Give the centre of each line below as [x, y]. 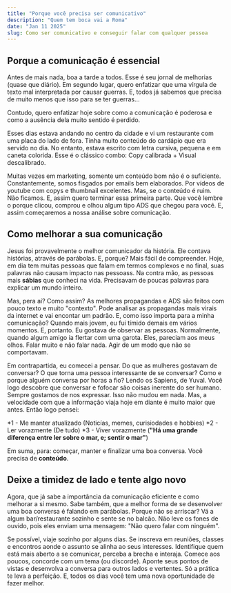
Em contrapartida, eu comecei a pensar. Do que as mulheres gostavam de [112, 365]
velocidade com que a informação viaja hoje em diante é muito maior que [111, 402]
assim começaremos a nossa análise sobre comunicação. [89, 213]
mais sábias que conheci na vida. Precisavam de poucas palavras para [108, 280]
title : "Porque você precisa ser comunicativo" [77, 13]
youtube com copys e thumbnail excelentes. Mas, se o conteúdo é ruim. [109, 191]
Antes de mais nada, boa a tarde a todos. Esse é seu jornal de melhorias [110, 77]
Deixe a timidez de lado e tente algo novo [97, 480]
